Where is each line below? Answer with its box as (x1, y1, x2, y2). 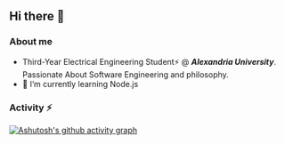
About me (9, 36, 53, 48)
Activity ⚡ (9, 101, 53, 114)
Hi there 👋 (9, 9, 65, 24)
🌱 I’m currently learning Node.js (21, 78, 139, 89)
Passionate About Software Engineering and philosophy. (21, 68, 229, 80)
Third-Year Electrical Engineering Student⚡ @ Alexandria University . (21, 56, 277, 67)
